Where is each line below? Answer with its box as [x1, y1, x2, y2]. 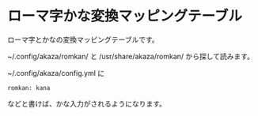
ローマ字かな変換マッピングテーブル [7, 7, 243, 25]
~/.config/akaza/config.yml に [7, 68, 105, 77]
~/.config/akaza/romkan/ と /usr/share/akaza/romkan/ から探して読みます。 [7, 51, 255, 61]
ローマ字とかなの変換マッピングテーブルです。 [7, 35, 159, 44]
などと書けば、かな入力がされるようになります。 [7, 99, 167, 108]
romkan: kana [7, 84, 51, 92]
